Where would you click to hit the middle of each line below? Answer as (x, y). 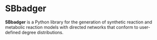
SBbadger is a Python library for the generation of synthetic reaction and (79, 22)
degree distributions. (43, 32)
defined (13, 32)
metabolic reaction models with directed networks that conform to (72, 27)
